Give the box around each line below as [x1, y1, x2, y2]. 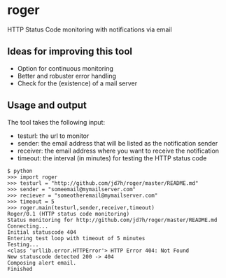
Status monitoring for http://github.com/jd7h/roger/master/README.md [7, 216, 218, 223]
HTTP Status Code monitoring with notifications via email [7, 25, 173, 34]
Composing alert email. [7, 259, 77, 266]
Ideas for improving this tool [7, 46, 133, 57]
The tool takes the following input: [7, 118, 106, 126]
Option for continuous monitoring [17, 64, 114, 72]
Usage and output [7, 99, 87, 111]
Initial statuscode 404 [7, 228, 77, 236]
